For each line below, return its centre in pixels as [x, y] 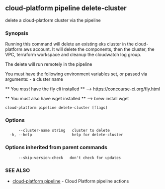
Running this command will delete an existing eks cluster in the [70, 44]
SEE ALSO [18, 170]
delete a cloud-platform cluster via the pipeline [53, 20]
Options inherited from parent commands [56, 148]
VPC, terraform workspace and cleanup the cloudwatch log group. [73, 55]
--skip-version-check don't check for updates [70, 158]
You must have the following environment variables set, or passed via [76, 74]
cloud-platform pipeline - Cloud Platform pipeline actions [71, 181]
